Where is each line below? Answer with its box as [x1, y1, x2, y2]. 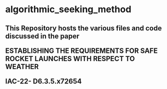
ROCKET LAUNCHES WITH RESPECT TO [5, 54, 135, 63]
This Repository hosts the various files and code [5, 24, 162, 33]
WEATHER [5, 62, 39, 71]
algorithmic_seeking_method [5, 4, 131, 15]
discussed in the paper [5, 32, 80, 40]
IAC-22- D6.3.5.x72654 [5, 77, 82, 85]
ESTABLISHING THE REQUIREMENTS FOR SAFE [5, 46, 158, 55]
